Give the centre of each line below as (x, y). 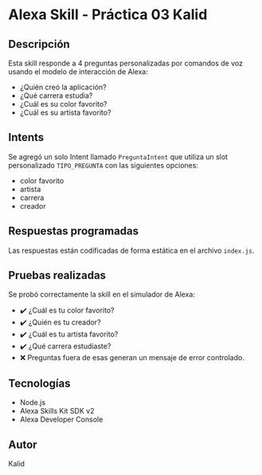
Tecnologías (39, 383)
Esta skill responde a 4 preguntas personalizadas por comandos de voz (125, 63)
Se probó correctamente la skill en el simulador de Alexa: (102, 294)
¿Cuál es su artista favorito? (65, 112)
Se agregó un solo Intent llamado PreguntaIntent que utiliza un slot (118, 156)
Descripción (39, 44)
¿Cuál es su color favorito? (63, 104)
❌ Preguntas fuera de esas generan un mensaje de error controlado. (132, 358)
